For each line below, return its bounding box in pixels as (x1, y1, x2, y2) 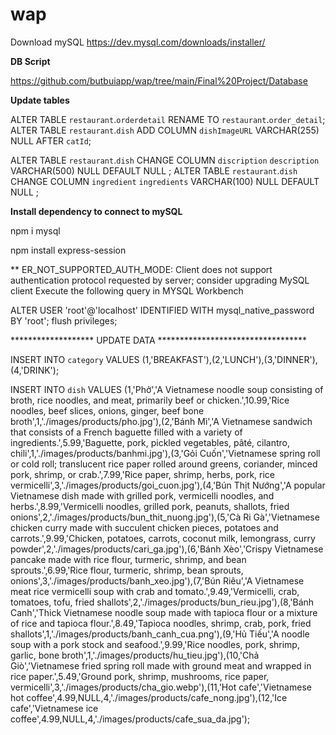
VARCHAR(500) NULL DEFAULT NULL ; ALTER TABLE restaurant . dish (10, 164, 298, 177)
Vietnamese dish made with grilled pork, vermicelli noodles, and (10, 489, 275, 502)
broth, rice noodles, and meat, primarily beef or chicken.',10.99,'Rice (10, 394, 290, 406)
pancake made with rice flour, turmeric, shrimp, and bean (10, 553, 247, 565)
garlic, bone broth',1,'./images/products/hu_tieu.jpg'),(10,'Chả (10, 649, 260, 661)
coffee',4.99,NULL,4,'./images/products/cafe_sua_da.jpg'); (10, 713, 251, 725)
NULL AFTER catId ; (10, 134, 92, 147)
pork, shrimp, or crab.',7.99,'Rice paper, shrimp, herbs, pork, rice (10, 468, 276, 480)
